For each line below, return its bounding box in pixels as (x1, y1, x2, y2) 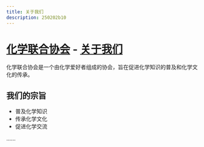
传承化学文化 (15, 116, 47, 123)
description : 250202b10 (6, 15, 67, 21)
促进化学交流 (15, 123, 47, 130)
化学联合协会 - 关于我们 (6, 42, 123, 56)
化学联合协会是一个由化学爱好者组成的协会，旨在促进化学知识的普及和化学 (6, 64, 192, 71)
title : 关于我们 (6, 8, 44, 15)
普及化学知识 (15, 108, 47, 115)
